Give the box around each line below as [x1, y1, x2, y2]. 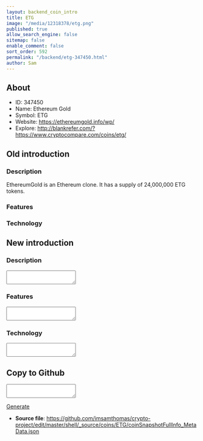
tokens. [6, 187, 26, 195]
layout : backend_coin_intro [6, 9, 78, 15]
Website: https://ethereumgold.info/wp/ [15, 118, 115, 126]
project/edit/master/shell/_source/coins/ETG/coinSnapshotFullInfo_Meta [15, 421, 197, 428]
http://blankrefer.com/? [37, 124, 96, 132]
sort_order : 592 [6, 49, 48, 55]
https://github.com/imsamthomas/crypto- [46, 414, 151, 421]
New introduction [6, 238, 74, 248]
